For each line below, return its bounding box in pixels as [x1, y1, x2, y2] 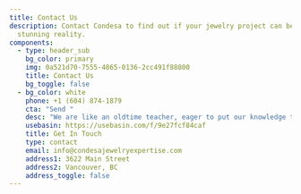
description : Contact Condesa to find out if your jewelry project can [9, 21, 282, 30]
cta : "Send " [25, 105, 74, 114]
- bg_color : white [17, 88, 87, 97]
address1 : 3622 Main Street [25, 154, 130, 164]
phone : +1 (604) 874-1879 [25, 96, 123, 105]
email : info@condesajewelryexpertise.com [25, 146, 182, 155]
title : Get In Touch [25, 130, 102, 139]
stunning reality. [17, 30, 87, 38]
